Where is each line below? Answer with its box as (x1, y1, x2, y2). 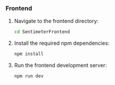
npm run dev (14, 73, 44, 79)
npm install (14, 51, 44, 57)
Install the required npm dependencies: (14, 40, 110, 47)
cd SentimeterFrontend (14, 29, 70, 35)
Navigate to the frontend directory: (14, 18, 98, 25)
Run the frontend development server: (14, 62, 107, 69)
